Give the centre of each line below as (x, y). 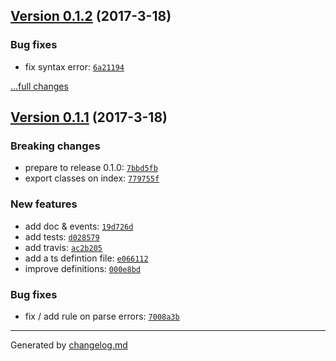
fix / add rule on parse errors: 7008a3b (102, 316)
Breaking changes (55, 146)
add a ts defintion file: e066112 (86, 258)
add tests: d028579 (62, 236)
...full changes (39, 86)
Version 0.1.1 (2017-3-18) (89, 117)
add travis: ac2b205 (63, 247)
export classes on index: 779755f (92, 178)
